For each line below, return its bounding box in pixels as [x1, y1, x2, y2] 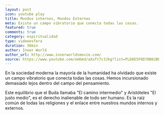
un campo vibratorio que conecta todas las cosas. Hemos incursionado [5, 75, 149, 81]
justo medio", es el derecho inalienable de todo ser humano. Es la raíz [5, 95, 145, 101]
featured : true [5, 25, 36, 30]
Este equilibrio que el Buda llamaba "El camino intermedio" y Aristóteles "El [5, 90, 156, 96]
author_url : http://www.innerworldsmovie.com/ [5, 52, 102, 57]
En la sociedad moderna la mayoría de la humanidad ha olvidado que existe [5, 70, 157, 76]
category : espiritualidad [5, 34, 58, 39]
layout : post [5, 7, 32, 12]
